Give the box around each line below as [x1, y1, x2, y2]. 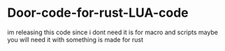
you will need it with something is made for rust [7, 35, 144, 43]
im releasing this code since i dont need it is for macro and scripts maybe [7, 28, 219, 36]
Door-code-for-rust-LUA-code [7, 5, 189, 21]
